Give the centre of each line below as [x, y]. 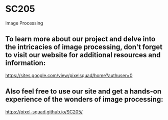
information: [26, 63]
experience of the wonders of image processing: [84, 99]
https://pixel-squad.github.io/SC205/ [44, 112]
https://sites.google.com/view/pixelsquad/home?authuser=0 [69, 75]
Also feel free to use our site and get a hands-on [83, 92]
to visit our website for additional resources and [83, 55]
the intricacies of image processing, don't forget [84, 47]
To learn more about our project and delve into [80, 39]
